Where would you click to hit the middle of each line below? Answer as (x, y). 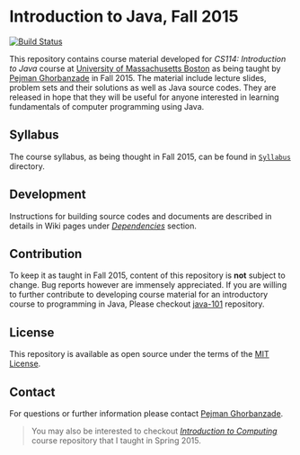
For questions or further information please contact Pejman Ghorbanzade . (146, 414)
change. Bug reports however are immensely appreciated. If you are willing (148, 285)
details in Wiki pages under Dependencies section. (103, 226)
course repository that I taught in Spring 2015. (116, 441)
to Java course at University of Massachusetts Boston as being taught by (145, 68)
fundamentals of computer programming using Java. (107, 106)
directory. (27, 166)
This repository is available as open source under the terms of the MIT (139, 354)
